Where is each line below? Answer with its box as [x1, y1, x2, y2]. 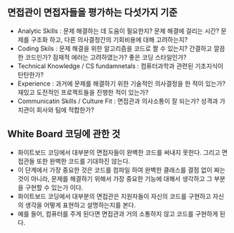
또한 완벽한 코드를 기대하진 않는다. [36, 157, 131, 165]
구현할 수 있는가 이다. [25, 183, 84, 192]
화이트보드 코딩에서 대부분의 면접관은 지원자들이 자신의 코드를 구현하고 [17, 192, 212, 200]
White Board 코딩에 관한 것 [7, 128, 121, 140]
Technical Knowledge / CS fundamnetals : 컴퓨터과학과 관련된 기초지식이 [17, 62, 223, 70]
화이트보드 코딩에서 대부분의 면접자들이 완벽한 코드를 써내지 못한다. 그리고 [17, 148, 221, 157]
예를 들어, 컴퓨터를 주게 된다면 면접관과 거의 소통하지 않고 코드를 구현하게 [17, 209, 219, 218]
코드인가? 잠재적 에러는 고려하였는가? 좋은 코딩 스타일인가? [25, 53, 187, 61]
